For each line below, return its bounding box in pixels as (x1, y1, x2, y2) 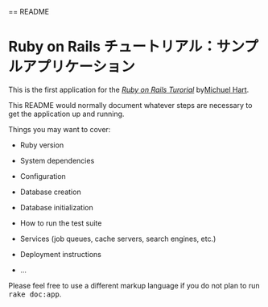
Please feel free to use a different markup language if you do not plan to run (8, 280, 260, 290)
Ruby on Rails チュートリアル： (8, 38, 217, 56)
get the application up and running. (8, 109, 125, 118)
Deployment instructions (19, 249, 102, 259)
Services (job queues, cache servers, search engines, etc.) (19, 234, 216, 243)
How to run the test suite (19, 218, 102, 228)
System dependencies (19, 156, 95, 165)
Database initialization (19, 202, 94, 212)
